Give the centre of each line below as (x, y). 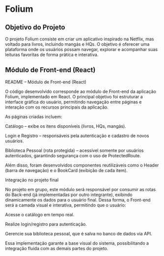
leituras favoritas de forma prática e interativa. (52, 55)
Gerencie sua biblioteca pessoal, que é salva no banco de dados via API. (79, 233)
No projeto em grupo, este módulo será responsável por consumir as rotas (81, 189)
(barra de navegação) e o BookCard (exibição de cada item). (66, 170)
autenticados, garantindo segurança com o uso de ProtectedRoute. (73, 155)
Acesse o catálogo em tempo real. (40, 214)
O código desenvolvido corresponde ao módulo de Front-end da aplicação (81, 91)
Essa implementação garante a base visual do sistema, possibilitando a (77, 243)
